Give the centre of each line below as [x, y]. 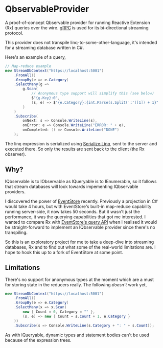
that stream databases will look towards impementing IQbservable [72, 186]
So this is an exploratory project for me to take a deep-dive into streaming [80, 242]
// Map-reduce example [28, 66]
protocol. [14, 33]
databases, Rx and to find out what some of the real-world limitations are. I [80, 247]
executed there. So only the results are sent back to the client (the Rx [75, 149]
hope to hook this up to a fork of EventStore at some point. [64, 252]
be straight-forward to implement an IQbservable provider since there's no [80, 227]
